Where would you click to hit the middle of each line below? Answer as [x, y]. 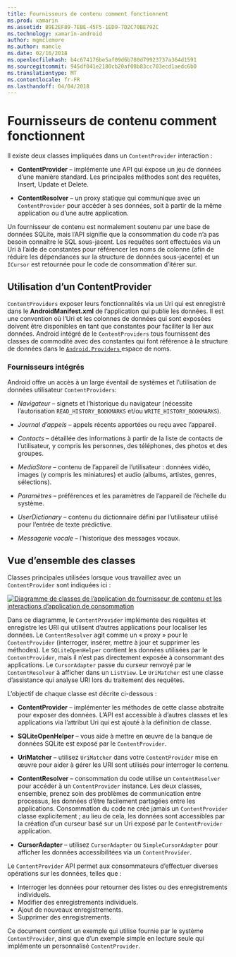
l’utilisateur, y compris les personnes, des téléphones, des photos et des [122, 446]
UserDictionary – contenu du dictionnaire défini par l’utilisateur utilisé [118, 517]
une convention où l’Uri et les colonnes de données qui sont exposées [109, 318]
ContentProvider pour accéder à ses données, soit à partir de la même [119, 206]
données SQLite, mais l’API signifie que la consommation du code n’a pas [113, 235]
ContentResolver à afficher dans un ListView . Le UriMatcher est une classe [116, 673]
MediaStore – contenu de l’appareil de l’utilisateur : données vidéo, [114, 467]
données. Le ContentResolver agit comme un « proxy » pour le [98, 635]
